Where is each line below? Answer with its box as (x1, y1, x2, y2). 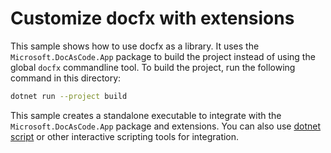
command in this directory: (10, 72, 122, 84)
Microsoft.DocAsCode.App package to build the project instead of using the (10, 50, 316, 62)
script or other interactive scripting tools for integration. (10, 130, 240, 142)
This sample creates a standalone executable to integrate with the (10, 109, 282, 121)
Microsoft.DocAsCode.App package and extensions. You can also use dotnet (10, 120, 322, 132)
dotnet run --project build (10, 91, 128, 101)
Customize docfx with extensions (10, 7, 295, 30)
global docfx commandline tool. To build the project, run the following (10, 61, 296, 73)
